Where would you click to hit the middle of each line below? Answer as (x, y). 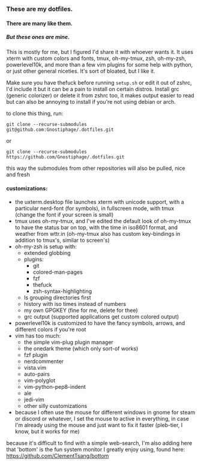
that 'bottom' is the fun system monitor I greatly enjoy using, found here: (96, 449)
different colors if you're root (50, 329)
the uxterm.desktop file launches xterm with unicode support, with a (99, 202)
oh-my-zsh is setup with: (46, 246)
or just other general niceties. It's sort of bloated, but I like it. (81, 71)
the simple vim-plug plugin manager (69, 342)
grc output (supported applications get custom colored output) (101, 316)
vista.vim (35, 367)
